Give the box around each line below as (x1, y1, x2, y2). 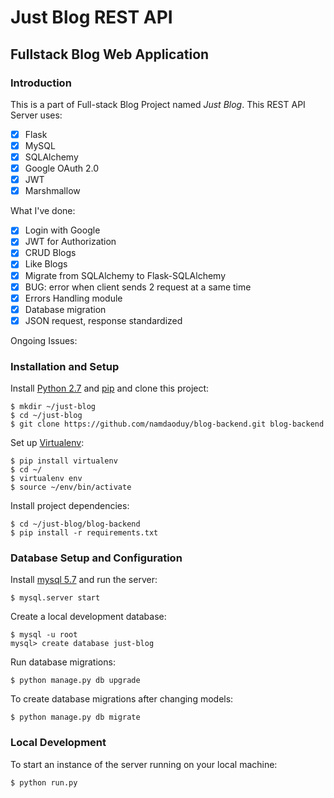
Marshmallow (24, 185, 81, 197)
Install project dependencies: (10, 500, 130, 512)
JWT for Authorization (24, 236, 117, 248)
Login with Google (24, 224, 101, 236)
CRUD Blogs (24, 247, 77, 259)
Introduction (10, 76, 72, 90)
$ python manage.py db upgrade (10, 676, 141, 686)
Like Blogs (24, 258, 68, 270)
